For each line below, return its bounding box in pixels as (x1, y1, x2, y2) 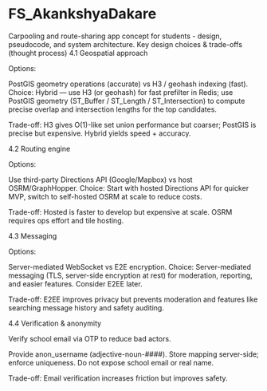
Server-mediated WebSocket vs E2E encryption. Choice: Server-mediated (8, 262, 252, 271)
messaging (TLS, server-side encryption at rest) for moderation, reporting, (8, 271, 253, 280)
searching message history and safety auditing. (8, 302, 165, 312)
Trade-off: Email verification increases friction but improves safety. (8, 373, 229, 383)
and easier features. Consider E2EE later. (8, 278, 143, 288)
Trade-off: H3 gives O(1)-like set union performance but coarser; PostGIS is (8, 120, 257, 129)
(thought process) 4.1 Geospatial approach (8, 48, 148, 57)
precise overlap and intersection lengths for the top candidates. (8, 105, 218, 114)
